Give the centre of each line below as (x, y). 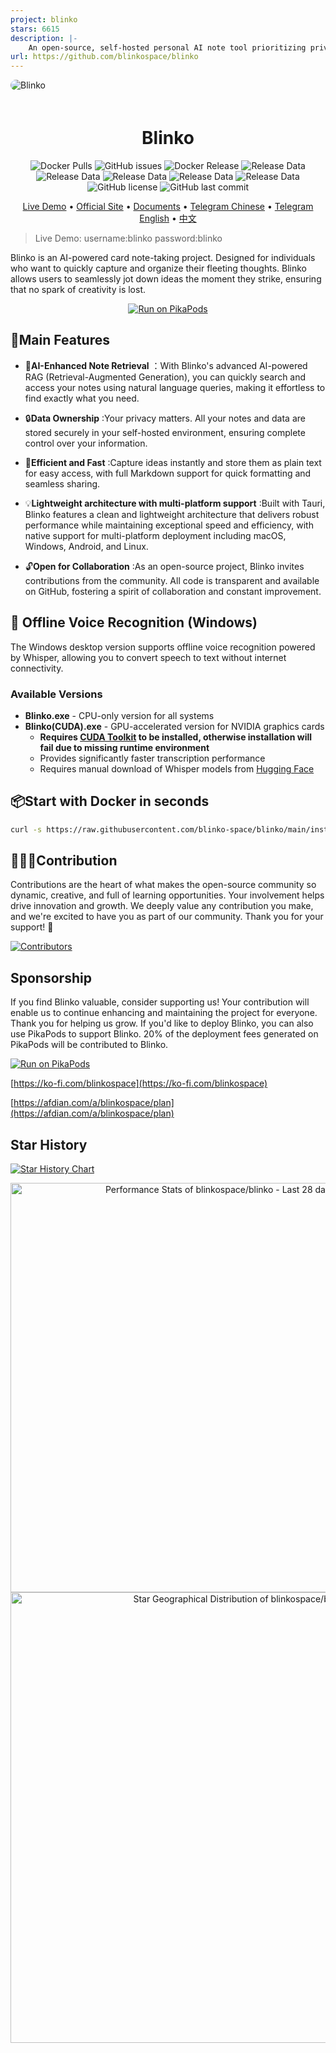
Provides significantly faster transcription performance (152, 758)
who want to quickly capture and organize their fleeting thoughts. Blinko (158, 268)
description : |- (44, 38)
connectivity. (37, 668)
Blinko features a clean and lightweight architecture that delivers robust (172, 514)
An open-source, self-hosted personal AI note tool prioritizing (167, 47)
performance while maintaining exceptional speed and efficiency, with (169, 525)
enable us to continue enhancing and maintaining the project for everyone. (164, 1013)
